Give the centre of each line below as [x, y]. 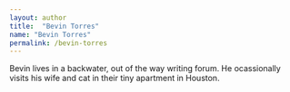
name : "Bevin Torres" [50, 34]
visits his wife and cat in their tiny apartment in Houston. [115, 78]
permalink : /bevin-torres [58, 43]
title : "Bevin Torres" [55, 26]
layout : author [38, 18]
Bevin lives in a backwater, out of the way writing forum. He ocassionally [145, 69]
